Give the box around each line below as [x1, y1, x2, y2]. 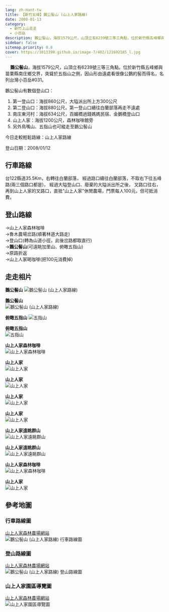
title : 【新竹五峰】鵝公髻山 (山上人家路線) [5, 12, 88, 17]
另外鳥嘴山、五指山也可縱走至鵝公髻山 [12, 123, 92, 129]
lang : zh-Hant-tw [5, 7, 42, 13]
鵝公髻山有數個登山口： [5, 87, 54, 93]
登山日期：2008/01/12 [5, 145, 51, 151]
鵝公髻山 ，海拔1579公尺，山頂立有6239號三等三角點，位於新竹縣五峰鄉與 [10, 64, 163, 70]
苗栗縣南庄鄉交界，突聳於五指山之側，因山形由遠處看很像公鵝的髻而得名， [5, 70, 159, 76]
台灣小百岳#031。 [9, 77, 47, 83]
